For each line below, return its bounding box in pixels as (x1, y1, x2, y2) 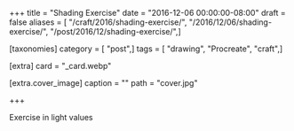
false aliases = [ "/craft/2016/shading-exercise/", (9, 17, 187, 27)
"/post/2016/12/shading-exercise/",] (50, 27, 181, 36)
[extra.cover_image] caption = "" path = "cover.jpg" (9, 78, 198, 88)
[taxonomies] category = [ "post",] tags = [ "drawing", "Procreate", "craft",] (9, 43, 283, 54)
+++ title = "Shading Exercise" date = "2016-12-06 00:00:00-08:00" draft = (9, 8, 286, 18)
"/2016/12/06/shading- (188, 17, 273, 27)
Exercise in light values (9, 112, 93, 122)
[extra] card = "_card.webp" (9, 61, 112, 71)
